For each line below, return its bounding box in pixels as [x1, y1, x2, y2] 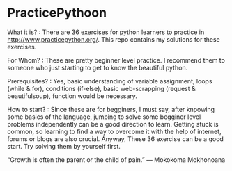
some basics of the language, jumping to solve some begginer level [7, 113, 201, 121]
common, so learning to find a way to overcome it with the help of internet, [7, 127, 222, 136]
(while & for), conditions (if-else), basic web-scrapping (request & [7, 84, 196, 92]
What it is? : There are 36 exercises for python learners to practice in [7, 28, 205, 36]
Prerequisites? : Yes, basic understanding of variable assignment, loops [7, 76, 212, 85]
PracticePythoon [7, 5, 107, 21]
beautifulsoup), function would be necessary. [7, 92, 138, 100]
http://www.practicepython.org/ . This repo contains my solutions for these [7, 35, 221, 43]
